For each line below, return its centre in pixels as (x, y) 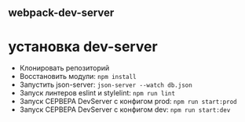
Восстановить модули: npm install (78, 77)
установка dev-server (83, 47)
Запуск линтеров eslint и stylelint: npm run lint (97, 93)
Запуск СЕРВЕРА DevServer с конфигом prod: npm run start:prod (128, 102)
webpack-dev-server (61, 13)
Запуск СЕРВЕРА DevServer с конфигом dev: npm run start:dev (125, 109)
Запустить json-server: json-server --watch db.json (106, 84)
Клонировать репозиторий (64, 68)
